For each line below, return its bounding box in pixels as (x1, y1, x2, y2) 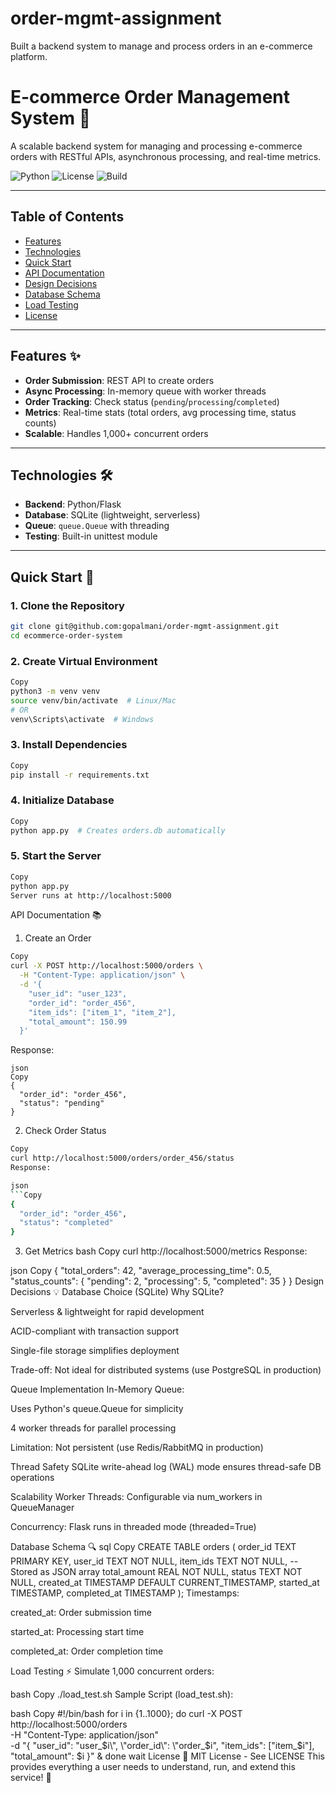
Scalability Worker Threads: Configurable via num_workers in (10, 1491, 263, 1503)
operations (10, 1472, 55, 1484)
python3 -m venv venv (10, 686, 101, 696)
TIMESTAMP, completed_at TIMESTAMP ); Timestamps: (10, 1587, 240, 1599)
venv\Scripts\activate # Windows (10, 714, 155, 724)
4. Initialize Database (10, 793, 115, 807)
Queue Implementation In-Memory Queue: (10, 1383, 185, 1396)
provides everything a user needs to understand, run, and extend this (10, 1761, 296, 1773)
